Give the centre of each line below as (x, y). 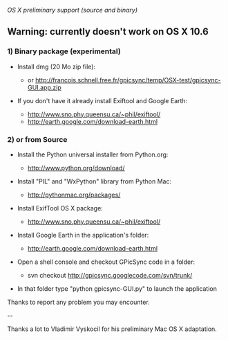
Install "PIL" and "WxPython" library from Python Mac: (94, 181)
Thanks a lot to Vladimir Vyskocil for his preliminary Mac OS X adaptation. (112, 329)
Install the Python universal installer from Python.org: (93, 154)
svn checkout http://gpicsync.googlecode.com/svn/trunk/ (110, 275)
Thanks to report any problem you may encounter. (78, 302)
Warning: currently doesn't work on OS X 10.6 (108, 32)
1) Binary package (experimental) (64, 51)
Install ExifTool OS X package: (60, 208)
